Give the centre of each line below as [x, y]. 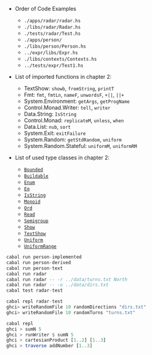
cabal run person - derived [38, 262]
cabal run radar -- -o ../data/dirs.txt [58, 285]
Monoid [32, 202]
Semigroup [36, 221]
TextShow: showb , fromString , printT [69, 88]
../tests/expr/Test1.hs [54, 66]
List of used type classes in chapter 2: [62, 158]
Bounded [33, 170]
